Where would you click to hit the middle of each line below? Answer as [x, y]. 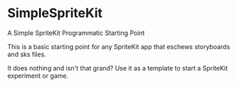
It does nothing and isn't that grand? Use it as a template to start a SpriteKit [118, 68]
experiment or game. [38, 76]
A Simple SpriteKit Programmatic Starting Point [76, 33]
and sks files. [27, 54]
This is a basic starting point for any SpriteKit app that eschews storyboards [119, 46]
